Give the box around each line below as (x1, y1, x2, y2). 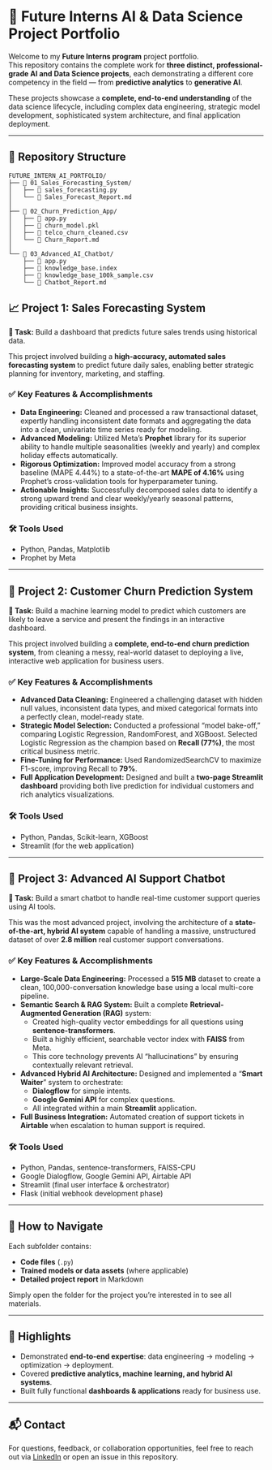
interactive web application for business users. (8, 655, 164, 665)
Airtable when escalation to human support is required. (19, 1120, 206, 1130)
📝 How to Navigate (8, 1220, 104, 1234)
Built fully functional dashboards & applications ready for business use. (19, 1386, 261, 1395)
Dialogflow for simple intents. (32, 1086, 132, 1096)
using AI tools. (8, 901, 57, 912)
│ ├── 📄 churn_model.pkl (8, 221, 100, 230)
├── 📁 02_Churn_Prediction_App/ (8, 207, 117, 215)
